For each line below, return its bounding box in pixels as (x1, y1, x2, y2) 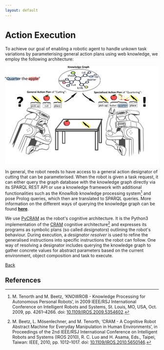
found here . (5, 206, 29, 212)
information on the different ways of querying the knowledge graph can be (5, 201, 155, 206)
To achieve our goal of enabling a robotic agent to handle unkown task (5, 45, 147, 51)
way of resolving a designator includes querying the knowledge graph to (5, 242, 151, 248)
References (5, 276, 41, 284)
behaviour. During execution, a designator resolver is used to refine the (5, 232, 148, 238)
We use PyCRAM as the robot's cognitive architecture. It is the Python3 (5, 215, 148, 221)
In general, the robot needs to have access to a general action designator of (5, 169, 158, 175)
